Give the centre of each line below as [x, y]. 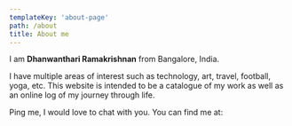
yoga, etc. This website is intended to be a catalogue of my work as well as [146, 86]
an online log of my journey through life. [82, 95]
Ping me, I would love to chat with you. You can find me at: [116, 113]
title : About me [39, 34]
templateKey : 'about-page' [59, 17]
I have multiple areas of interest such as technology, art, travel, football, [140, 76]
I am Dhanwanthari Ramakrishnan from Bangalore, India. [114, 59]
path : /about [33, 26]
